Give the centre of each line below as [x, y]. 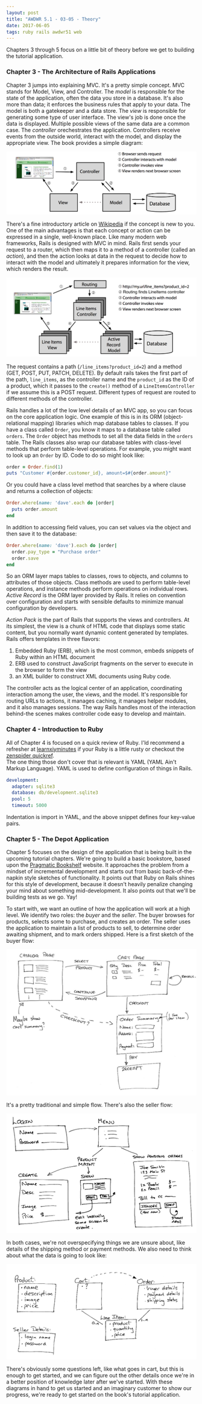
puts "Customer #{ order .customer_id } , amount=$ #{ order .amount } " [89, 473]
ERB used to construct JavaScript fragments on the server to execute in [104, 663]
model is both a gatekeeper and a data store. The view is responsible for [96, 110]
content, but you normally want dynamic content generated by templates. [97, 633]
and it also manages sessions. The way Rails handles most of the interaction [101, 707]
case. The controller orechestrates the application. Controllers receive [93, 130]
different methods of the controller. [50, 398]
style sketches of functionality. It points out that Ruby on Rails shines [109, 878]
